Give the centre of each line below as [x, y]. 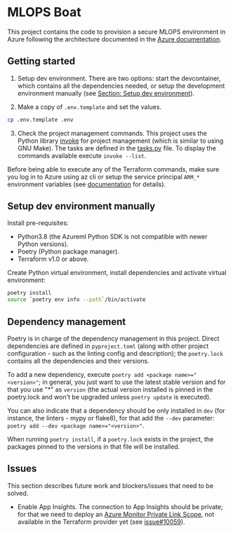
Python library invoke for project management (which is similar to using [120, 141]
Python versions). [43, 244]
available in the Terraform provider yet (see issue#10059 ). [101, 522]
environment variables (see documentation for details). [87, 184]
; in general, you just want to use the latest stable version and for [132, 382]
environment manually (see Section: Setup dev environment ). [106, 93]
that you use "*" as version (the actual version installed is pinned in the [110, 390]
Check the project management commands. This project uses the [112, 133]
